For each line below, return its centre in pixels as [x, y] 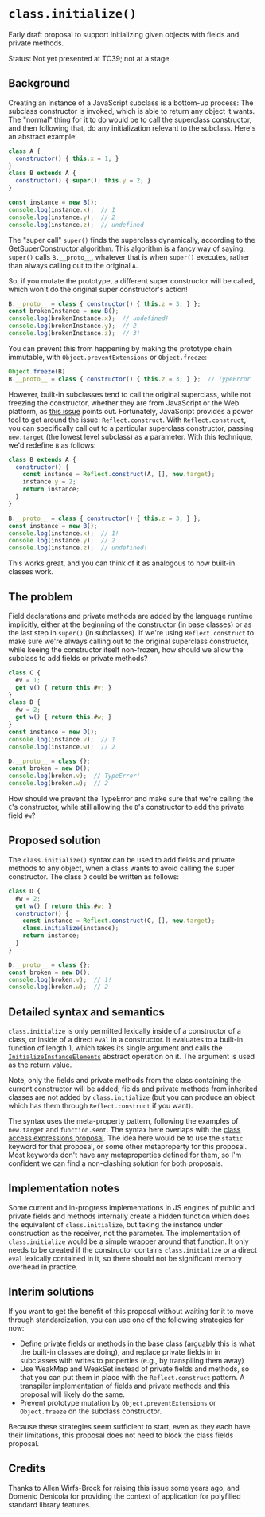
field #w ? [22, 815]
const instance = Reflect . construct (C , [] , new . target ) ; [119, 921]
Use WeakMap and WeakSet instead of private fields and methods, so [134, 1369]
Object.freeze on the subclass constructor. [91, 1411]
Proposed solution [55, 841]
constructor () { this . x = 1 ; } [67, 158]
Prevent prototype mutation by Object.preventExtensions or [118, 1402]
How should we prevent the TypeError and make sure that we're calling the [131, 799]
